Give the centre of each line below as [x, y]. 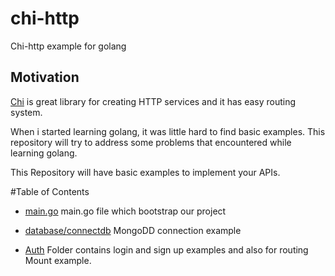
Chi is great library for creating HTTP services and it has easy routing [153, 101]
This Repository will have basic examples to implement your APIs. [145, 172]
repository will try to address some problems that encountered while [151, 142]
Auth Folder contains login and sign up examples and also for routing [166, 249]
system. [26, 112]
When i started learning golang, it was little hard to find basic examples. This [168, 131]
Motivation [45, 77]
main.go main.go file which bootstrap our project [125, 211]
